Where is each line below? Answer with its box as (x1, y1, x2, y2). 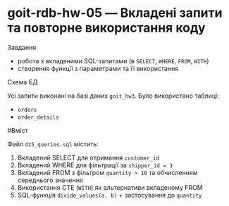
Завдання (7, 43, 37, 51)
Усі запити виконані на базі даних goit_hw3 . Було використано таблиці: (7, 91, 220, 100)
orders (17, 106, 37, 113)
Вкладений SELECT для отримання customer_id (17, 153, 160, 162)
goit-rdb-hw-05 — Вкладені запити (7, 5, 223, 21)
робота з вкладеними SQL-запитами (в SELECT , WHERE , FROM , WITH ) (17, 56, 209, 65)
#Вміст (7, 126, 28, 134)
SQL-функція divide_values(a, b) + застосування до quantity (17, 191, 202, 199)
